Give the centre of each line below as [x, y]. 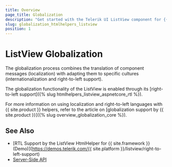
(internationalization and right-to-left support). [54, 79]
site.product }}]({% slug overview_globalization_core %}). [66, 115]
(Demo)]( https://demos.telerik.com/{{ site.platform [66, 149]
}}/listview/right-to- [141, 149]
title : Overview [23, 10]
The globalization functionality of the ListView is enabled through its [77, 89]
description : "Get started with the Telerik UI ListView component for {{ [87, 19]
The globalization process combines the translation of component [75, 68]
